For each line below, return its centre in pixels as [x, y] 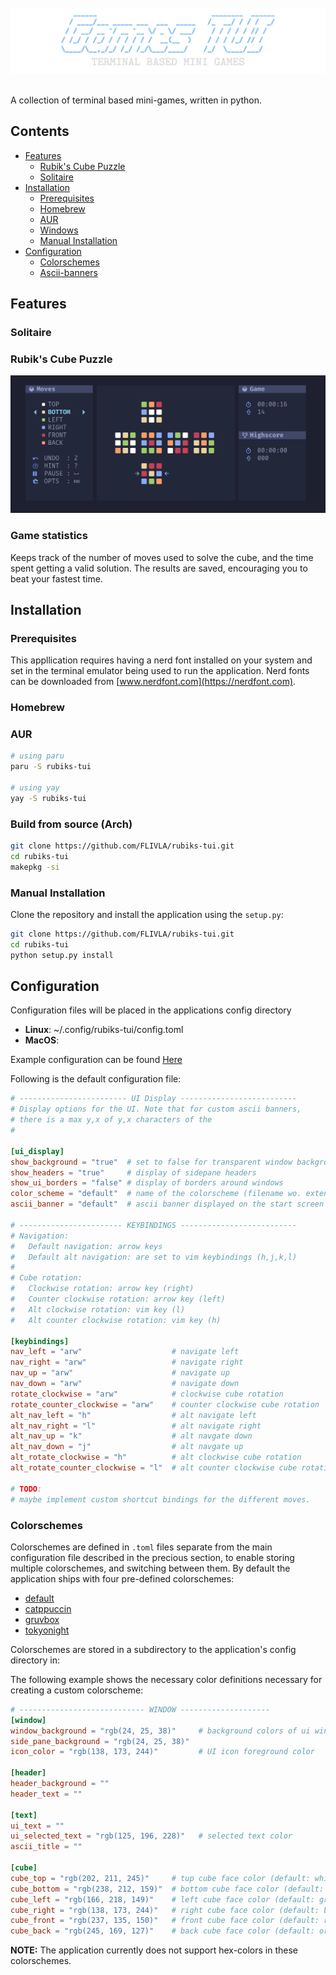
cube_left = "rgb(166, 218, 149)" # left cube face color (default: [162, 1899]
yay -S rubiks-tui [48, 798]
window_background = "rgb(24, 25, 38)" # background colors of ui [160, 1731]
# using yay [35, 788]
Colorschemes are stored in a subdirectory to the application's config [153, 1649]
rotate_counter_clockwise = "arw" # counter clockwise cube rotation [165, 1404]
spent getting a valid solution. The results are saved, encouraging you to [159, 568]
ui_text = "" [37, 1826]
